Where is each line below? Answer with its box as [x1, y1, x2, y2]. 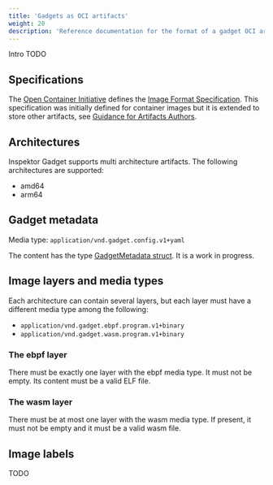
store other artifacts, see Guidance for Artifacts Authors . [8, 111, 197, 122]
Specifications [8, 72, 84, 86]
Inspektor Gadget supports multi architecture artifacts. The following [8, 157, 238, 167]
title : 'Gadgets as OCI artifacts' [8, 11, 129, 20]
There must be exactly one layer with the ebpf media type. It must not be [8, 367, 253, 377]
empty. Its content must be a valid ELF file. [8, 375, 151, 386]
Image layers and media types [8, 274, 164, 288]
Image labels [8, 447, 75, 461]
